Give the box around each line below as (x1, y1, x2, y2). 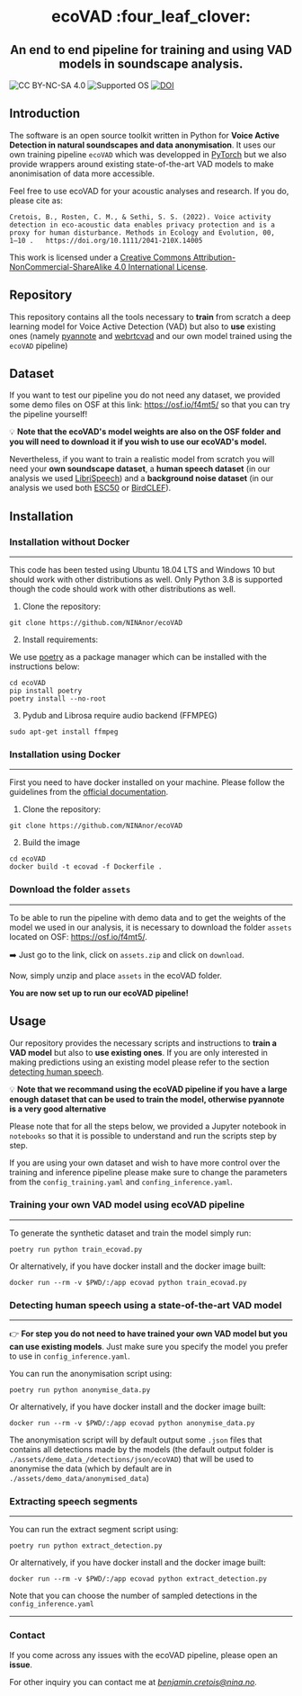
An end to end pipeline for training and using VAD (10, 42, 292, 58)
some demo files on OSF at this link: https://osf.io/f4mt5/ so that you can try (9, 399, 290, 410)
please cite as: (9, 195, 63, 206)
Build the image (22, 837, 81, 848)
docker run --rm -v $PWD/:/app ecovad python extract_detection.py (9, 1575, 268, 1584)
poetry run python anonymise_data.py (9, 1386, 151, 1395)
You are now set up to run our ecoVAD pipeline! (9, 987, 189, 998)
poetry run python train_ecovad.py (9, 1245, 143, 1254)
